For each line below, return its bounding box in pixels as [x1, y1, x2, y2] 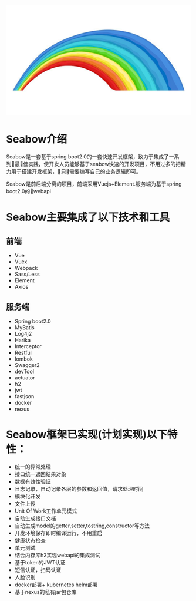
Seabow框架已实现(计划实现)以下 [6, 428, 167, 441]
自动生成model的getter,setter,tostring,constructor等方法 [14, 522, 150, 529]
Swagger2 [14, 361, 40, 368]
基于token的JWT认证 [14, 559, 66, 566]
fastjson [14, 392, 35, 399]
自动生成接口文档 [14, 514, 56, 521]
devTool [14, 368, 34, 375]
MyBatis [14, 323, 35, 331]
